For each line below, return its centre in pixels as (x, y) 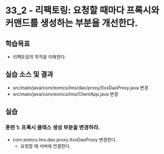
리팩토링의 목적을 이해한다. (39, 57)
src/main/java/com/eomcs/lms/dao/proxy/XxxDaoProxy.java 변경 (80, 88)
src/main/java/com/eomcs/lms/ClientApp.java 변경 (65, 94)
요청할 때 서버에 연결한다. (46, 146)
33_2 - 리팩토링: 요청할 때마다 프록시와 (82, 10)
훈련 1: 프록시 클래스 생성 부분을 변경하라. (53, 127)
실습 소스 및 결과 (29, 74)
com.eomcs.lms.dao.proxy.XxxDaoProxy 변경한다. (65, 139)
